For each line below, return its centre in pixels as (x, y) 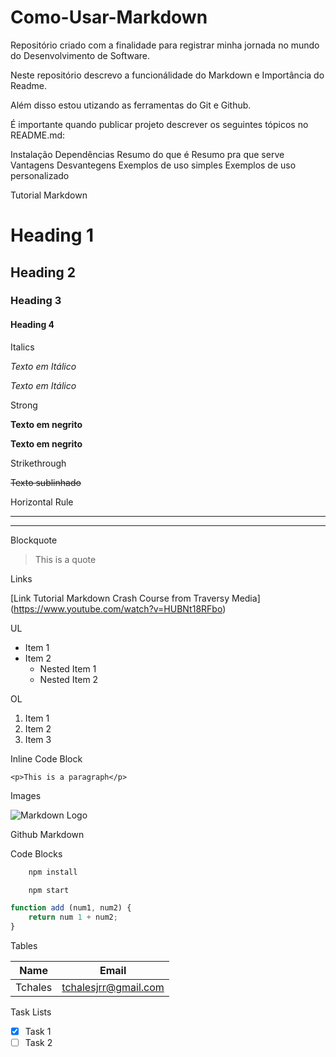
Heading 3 (36, 301)
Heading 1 (52, 235)
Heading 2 (43, 272)
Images (26, 795)
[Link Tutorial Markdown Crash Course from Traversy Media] (135, 598)
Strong (24, 405)
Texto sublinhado (46, 482)
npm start (49, 890)
